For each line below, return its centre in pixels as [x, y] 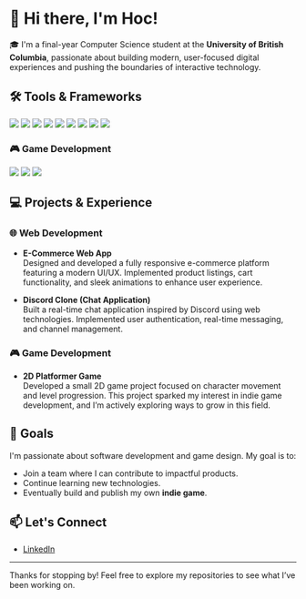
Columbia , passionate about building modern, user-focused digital [134, 57]
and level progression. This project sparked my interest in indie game [152, 396]
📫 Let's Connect [58, 523]
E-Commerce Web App [67, 253]
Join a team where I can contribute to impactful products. [130, 473]
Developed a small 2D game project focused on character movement [152, 386]
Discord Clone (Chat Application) [87, 299]
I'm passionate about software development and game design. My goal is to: [153, 455]
